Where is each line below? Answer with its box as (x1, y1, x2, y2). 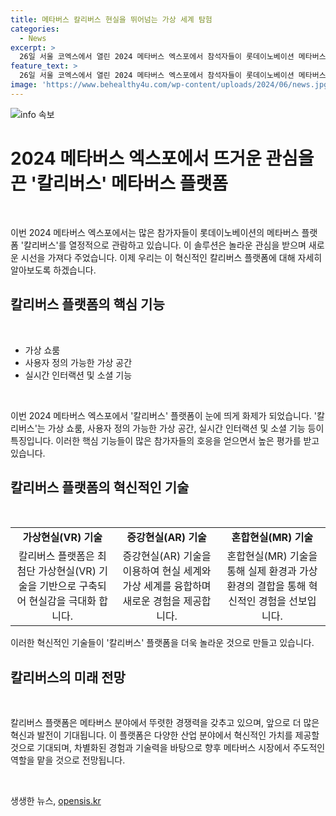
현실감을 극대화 (28, 594, 97, 608)
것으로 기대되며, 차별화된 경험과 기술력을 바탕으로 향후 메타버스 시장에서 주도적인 (10, 742, 326, 754)
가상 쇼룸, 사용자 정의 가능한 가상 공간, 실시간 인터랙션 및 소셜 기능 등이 (47, 422, 325, 434)
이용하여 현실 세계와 (122, 564, 212, 578)
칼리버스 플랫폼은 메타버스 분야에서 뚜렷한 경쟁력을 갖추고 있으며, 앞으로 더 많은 (10, 717, 320, 729)
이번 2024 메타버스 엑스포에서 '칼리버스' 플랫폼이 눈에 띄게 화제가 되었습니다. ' (10, 409, 318, 421)
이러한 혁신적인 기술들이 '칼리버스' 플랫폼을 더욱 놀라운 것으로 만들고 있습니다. (10, 637, 315, 649)
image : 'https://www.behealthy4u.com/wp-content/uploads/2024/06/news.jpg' (10, 80, 333, 90)
